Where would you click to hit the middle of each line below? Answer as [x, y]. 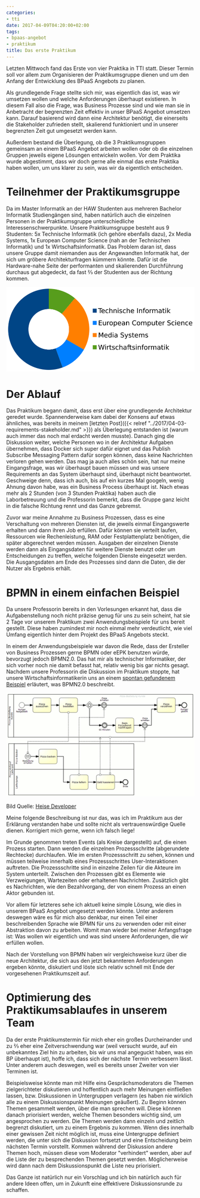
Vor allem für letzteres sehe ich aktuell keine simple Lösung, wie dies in [94, 904]
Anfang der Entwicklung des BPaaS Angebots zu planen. [76, 81]
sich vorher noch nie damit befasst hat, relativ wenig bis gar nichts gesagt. [98, 665]
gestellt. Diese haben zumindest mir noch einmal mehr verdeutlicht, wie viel [99, 628]
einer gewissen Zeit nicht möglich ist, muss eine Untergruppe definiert [93, 1133]
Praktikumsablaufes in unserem [87, 1010]
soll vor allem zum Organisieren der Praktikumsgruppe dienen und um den [98, 74]
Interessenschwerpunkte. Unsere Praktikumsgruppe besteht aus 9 [88, 227]
